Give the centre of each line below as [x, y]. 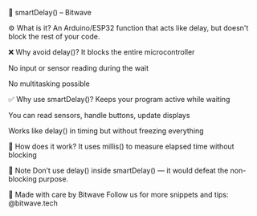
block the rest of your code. [54, 37]
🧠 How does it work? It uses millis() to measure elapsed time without [121, 146]
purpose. [54, 179]
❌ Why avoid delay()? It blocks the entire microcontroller [102, 52]
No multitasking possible [49, 84]
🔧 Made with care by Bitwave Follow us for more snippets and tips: [118, 194]
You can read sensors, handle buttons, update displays [99, 115]
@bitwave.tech [33, 203]
